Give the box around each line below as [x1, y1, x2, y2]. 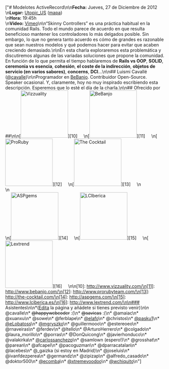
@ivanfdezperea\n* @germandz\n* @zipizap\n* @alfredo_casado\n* [5, 353, 149, 359]
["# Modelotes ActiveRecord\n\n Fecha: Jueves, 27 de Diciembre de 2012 [5, 5, 157, 10]
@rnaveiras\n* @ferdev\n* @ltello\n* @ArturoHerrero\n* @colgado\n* [5, 326, 151, 332]
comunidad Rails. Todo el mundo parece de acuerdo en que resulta [5, 26, 145, 32]
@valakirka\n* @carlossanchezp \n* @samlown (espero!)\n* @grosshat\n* [5, 337, 160, 343]
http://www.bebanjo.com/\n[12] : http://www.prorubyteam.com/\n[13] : [5, 289, 150, 294]
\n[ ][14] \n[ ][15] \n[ [5, 235, 149, 241]
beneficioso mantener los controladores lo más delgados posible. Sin [5, 31, 149, 37]
